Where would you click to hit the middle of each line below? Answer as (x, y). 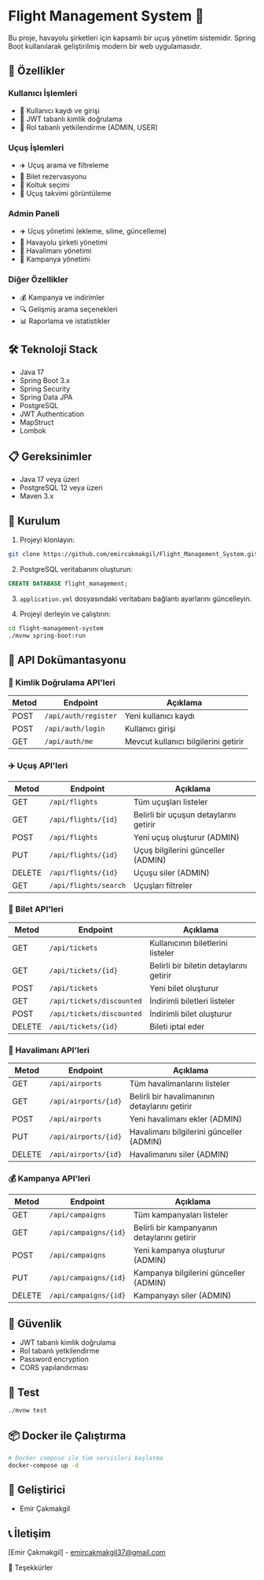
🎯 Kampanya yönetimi (55, 260)
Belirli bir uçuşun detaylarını (185, 815)
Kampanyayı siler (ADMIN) (182, 1295)
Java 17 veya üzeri (49, 480)
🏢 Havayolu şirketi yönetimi (63, 242)
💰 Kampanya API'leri (49, 1178)
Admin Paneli (34, 213)
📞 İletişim (29, 1533)
